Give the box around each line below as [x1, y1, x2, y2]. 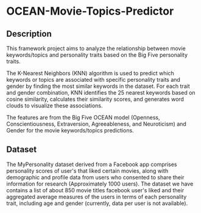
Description [6, 29, 52, 39]
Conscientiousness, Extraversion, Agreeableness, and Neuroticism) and [6, 120, 187, 128]
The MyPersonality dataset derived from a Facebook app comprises [6, 161, 177, 168]
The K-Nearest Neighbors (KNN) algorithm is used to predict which [6, 70, 175, 77]
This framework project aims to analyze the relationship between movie [6, 45, 186, 52]
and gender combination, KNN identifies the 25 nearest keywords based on [6, 89, 196, 96]
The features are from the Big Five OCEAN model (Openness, [6, 114, 160, 121]
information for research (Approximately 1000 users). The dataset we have [6, 180, 194, 187]
